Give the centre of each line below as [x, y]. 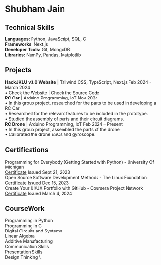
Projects [18, 70]
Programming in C [23, 226]
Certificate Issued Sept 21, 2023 [38, 172]
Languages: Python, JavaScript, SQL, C [46, 39]
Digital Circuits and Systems [34, 231]
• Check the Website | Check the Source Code [52, 93]
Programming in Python [29, 221]
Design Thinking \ [23, 257]
